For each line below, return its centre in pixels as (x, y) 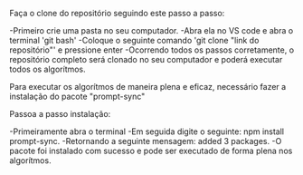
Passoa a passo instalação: (60, 114)
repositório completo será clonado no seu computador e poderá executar (146, 59)
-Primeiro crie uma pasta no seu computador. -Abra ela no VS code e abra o (151, 30)
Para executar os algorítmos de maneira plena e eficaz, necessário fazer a (148, 87)
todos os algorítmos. (47, 69)
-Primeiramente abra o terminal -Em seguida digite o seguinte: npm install (147, 131)
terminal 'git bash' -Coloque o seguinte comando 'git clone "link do (134, 40)
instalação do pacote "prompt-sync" (77, 96)
